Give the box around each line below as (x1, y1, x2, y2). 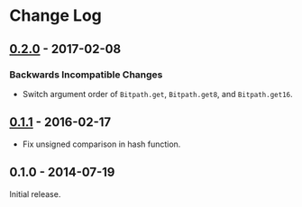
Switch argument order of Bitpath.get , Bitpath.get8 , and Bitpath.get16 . (22, 88, 293, 99)
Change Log (9, 5, 102, 26)
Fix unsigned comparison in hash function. (22, 139, 181, 149)
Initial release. (9, 188, 61, 199)
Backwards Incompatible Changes (9, 68, 163, 81)
